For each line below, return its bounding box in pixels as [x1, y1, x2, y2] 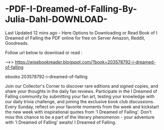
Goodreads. [5, 40, 29, 46]
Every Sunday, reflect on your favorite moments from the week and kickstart [5, 104, 159, 110]
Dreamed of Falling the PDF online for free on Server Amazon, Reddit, [5, 35, 145, 41]
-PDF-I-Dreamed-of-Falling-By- [5, 3, 137, 15]
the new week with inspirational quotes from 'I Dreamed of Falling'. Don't [5, 109, 152, 115]
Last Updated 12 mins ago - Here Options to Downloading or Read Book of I [5, 30, 158, 36]
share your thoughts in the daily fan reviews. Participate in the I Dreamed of [5, 88, 158, 94]
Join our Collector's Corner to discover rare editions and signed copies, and [5, 83, 158, 89]
